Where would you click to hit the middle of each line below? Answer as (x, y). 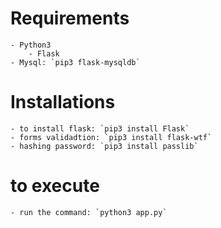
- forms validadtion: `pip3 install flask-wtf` (111, 137)
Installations (63, 102)
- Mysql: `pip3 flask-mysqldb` (75, 62)
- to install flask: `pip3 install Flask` (100, 128)
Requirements (70, 18)
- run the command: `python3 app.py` (89, 212)
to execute (55, 186)
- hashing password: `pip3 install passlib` (104, 146)
